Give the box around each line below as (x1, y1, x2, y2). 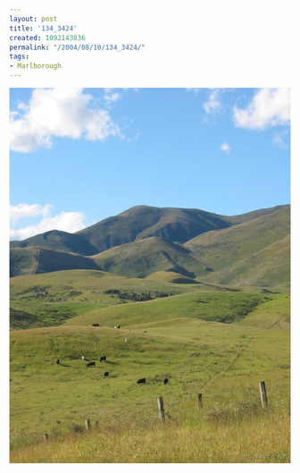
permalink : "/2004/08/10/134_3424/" (9, 43, 146, 52)
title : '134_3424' (9, 23, 78, 33)
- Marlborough (9, 62, 62, 71)
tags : (9, 52, 29, 62)
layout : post (9, 14, 58, 23)
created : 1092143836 (9, 33, 87, 42)
